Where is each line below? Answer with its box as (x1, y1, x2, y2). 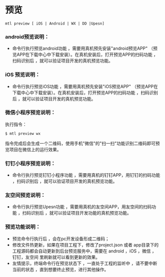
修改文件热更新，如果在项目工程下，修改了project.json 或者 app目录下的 (12, 242, 159, 247)
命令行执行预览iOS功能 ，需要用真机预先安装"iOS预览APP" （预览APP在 (12, 83, 158, 89)
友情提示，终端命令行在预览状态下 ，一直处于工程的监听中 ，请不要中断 (12, 260, 158, 266)
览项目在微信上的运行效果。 (5, 146, 62, 153)
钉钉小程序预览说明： (5, 160, 56, 167)
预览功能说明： (5, 223, 41, 230)
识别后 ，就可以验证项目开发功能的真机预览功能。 (31, 210, 132, 216)
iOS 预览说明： (5, 71, 40, 78)
